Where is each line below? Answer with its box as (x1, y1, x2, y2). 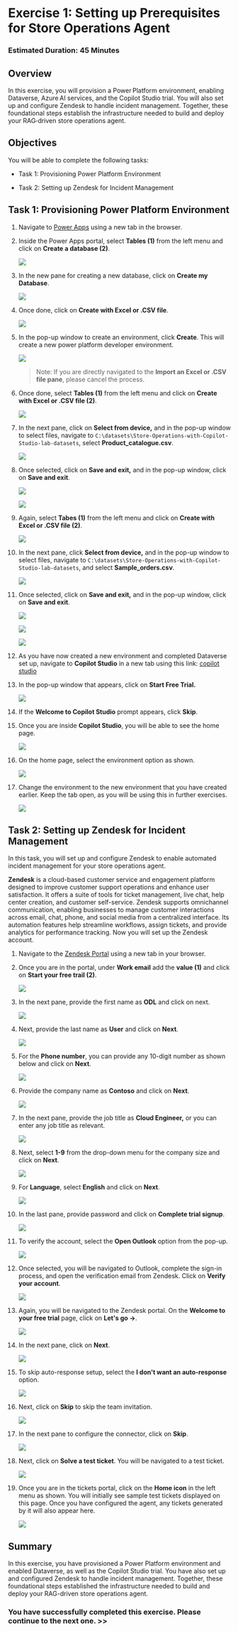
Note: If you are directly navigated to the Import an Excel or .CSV (35, 367, 227, 376)
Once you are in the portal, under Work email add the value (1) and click (18, 964, 230, 972)
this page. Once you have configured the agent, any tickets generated (18, 1499, 223, 1507)
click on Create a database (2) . (18, 244, 110, 253)
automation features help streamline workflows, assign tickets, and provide (8, 921, 227, 929)
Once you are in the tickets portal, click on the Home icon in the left (18, 1484, 216, 1493)
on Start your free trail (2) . (18, 971, 97, 979)
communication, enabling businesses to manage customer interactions (8, 905, 215, 914)
